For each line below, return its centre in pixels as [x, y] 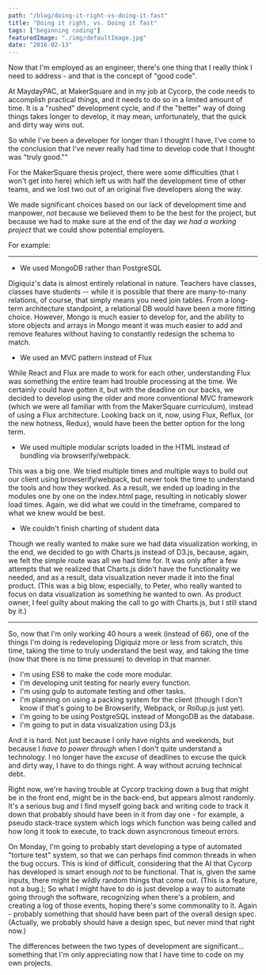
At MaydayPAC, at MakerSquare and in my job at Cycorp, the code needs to [132, 91]
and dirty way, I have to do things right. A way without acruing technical [125, 766]
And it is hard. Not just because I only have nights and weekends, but [121, 741]
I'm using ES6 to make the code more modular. [96, 675]
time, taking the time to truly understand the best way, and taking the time [129, 651]
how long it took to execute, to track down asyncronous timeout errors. [124, 832]
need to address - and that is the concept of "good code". [103, 76]
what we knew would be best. [57, 513]
